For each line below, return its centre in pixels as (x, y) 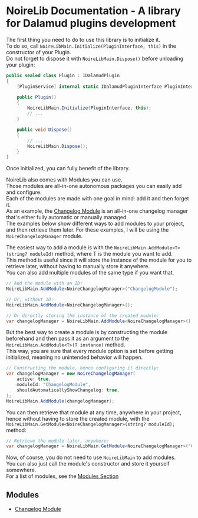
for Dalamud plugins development (91, 23)
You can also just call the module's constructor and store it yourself (88, 464)
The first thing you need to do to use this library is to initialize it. (83, 39)
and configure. (24, 192)
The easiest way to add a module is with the (60, 248)
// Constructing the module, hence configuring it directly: (83, 368)
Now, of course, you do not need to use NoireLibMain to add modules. (91, 457)
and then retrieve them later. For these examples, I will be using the (88, 230)
